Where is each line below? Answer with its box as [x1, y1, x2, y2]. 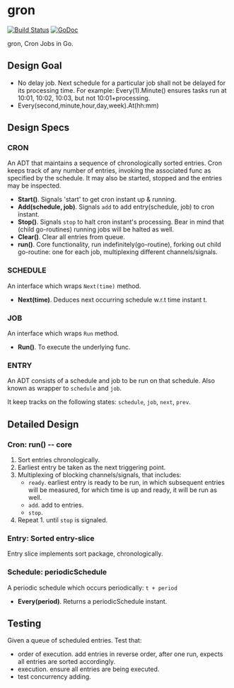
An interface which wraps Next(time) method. [7, 282, 141, 290]
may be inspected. [7, 181, 62, 190]
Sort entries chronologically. [17, 456, 100, 464]
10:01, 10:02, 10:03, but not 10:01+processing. [17, 93, 151, 102]
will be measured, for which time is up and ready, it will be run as [28, 486, 218, 494]
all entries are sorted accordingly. [17, 658, 115, 666]
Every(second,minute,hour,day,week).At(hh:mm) [17, 101, 159, 110]
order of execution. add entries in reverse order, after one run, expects [17, 650, 223, 658]
